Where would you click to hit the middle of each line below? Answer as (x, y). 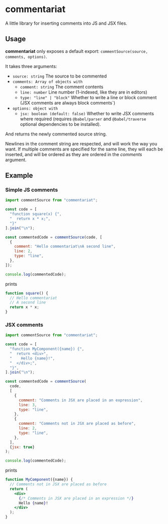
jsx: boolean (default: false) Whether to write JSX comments (87, 113)
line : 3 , (28, 405)
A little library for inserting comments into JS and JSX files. (66, 23)
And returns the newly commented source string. (56, 134)
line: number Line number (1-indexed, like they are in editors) (83, 92)
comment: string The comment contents (62, 87)
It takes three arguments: (31, 66)
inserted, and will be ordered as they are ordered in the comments (74, 154)
